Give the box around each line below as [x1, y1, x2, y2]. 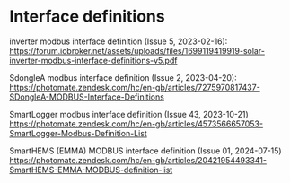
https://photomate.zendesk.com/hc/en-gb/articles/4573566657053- [9, 118, 263, 129]
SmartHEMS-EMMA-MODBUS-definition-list [9, 164, 173, 175]
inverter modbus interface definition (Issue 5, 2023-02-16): [9, 36, 228, 47]
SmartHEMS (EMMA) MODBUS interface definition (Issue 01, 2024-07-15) [9, 145, 282, 156]
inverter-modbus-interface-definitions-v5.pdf [9, 55, 178, 65]
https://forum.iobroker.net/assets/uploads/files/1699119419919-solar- [9, 45, 265, 56]
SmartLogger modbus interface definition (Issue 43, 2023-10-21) [9, 109, 249, 119]
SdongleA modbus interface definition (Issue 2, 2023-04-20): [9, 72, 237, 83]
